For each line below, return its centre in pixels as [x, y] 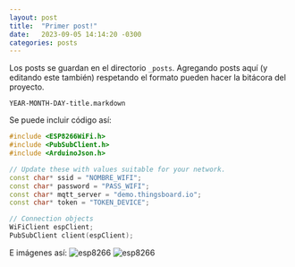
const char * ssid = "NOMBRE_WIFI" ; [76, 177]
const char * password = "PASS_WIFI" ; [80, 186]
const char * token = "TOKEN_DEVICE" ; [80, 202]
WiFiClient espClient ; [51, 228]
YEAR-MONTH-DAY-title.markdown [67, 104]
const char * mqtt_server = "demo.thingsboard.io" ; [105, 194]
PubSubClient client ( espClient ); [72, 236]
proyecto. [27, 87]
